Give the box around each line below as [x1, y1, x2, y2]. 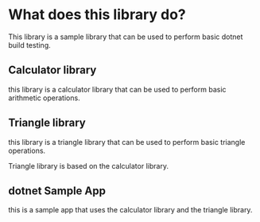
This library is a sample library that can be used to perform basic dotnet [8, 32, 243, 41]
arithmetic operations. [8, 93, 81, 103]
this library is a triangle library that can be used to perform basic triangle [8, 137, 246, 146]
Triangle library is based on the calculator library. [8, 161, 169, 170]
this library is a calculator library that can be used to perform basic [8, 84, 227, 94]
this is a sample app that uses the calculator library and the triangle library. [8, 205, 253, 215]
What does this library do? [8, 6, 187, 24]
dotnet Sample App [8, 184, 106, 197]
